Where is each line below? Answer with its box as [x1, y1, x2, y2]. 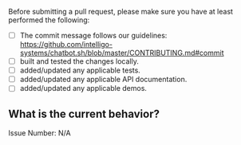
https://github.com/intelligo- [19, 40, 113, 49]
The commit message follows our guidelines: [19, 31, 168, 40]
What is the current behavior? [8, 107, 160, 120]
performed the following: [8, 15, 90, 25]
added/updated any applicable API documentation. [19, 75, 188, 84]
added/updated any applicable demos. [19, 84, 148, 93]
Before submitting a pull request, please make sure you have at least [8, 7, 234, 16]
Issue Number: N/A [8, 128, 71, 138]
